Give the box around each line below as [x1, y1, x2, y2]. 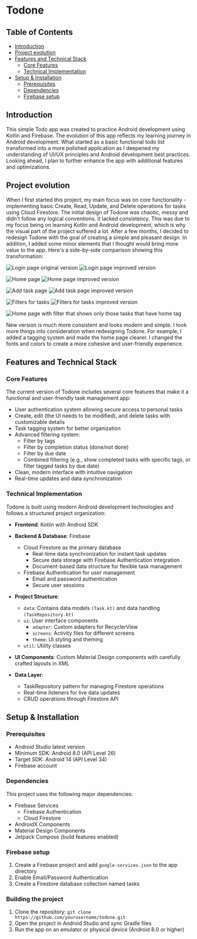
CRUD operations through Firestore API [23, 695, 119, 702]
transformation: [6, 252, 44, 260]
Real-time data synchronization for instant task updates [32, 550, 166, 557]
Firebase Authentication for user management [23, 569, 135, 576]
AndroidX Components [14, 820, 71, 827]
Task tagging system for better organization [14, 425, 121, 432]
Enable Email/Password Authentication [14, 873, 109, 881]
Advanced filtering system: [14, 431, 81, 438]
